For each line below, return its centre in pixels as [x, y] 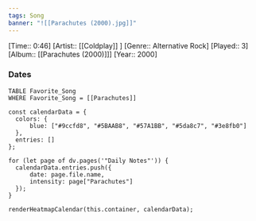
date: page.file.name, [67, 174]
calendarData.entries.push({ [64, 168]
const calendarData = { [48, 112]
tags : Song [26, 16]
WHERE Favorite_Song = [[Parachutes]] [72, 98]
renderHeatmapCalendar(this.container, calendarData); [101, 209]
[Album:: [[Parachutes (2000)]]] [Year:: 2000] [83, 54]
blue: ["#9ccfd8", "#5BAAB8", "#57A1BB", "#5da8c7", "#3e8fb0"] [138, 126]
